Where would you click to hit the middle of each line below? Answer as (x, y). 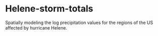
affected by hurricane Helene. (36, 27)
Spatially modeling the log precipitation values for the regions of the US (79, 22)
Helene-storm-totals (49, 9)
